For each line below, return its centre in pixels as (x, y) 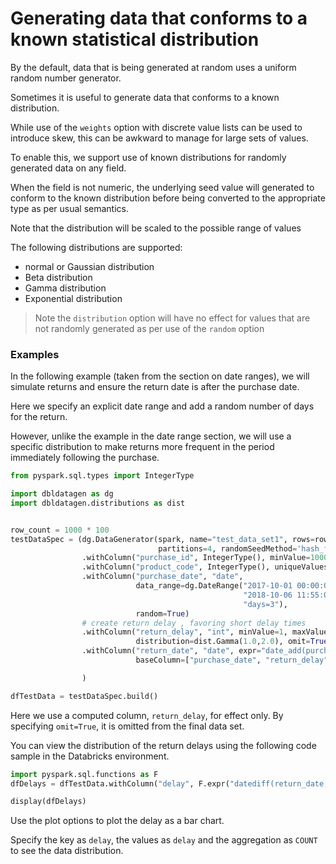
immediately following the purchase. (85, 458)
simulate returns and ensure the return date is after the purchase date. (155, 387)
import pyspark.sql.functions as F (84, 774)
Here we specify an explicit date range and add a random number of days (162, 406)
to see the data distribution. (67, 851)
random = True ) (162, 613)
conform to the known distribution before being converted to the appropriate (168, 198)
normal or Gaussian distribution (89, 266)
